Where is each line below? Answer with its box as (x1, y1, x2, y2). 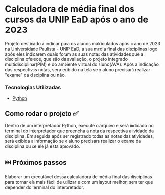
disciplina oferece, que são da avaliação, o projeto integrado (5, 56, 128, 62)
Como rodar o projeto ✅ (5, 110, 79, 118)
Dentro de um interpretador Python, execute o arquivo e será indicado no (5, 123, 154, 129)
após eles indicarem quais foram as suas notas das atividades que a (5, 51, 144, 57)
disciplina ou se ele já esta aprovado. (5, 143, 80, 149)
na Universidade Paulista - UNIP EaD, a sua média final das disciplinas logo (5, 46, 158, 52)
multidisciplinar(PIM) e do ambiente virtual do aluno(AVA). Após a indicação (5, 61, 159, 67)
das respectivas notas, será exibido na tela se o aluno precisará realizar (5, 66, 151, 72)
